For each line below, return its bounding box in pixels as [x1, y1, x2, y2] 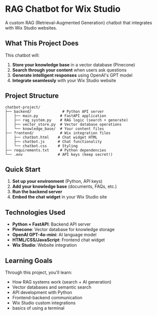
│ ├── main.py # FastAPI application [5, 113, 106, 118]
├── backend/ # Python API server [5, 109, 105, 114]
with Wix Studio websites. [5, 25, 57, 30]
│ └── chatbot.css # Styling [5, 144, 78, 148]
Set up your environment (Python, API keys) [12, 178, 103, 184]
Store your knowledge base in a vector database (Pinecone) [12, 61, 135, 67]
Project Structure [5, 92, 59, 100]
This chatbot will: [5, 52, 40, 58]
